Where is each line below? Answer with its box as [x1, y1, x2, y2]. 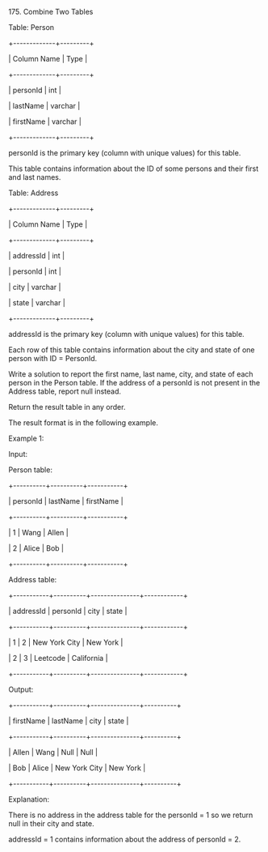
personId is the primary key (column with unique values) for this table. [8, 148, 241, 157]
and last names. [8, 173, 61, 181]
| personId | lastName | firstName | [8, 496, 124, 505]
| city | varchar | [8, 283, 61, 292]
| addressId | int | [8, 251, 65, 260]
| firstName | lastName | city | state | [8, 716, 129, 726]
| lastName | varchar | [8, 101, 81, 110]
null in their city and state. [8, 819, 94, 829]
